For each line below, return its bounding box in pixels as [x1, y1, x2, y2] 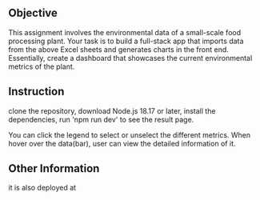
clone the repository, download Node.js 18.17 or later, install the [8, 106, 216, 115]
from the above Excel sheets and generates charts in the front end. [8, 44, 230, 54]
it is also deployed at [8, 183, 77, 193]
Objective [8, 6, 58, 20]
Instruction [8, 85, 65, 98]
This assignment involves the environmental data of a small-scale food [8, 27, 242, 37]
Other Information [8, 162, 100, 175]
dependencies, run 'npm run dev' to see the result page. [8, 114, 194, 124]
